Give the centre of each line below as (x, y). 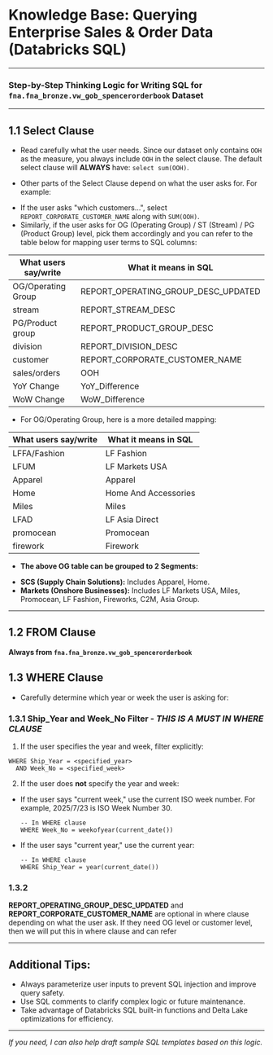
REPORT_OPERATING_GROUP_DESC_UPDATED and (96, 905)
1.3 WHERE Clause (56, 678)
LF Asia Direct (132, 520)
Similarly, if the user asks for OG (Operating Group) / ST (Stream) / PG (137, 225)
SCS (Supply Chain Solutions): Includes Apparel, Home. (115, 582)
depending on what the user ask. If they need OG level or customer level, (131, 923)
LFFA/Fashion (39, 454)
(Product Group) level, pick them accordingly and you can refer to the (136, 234)
